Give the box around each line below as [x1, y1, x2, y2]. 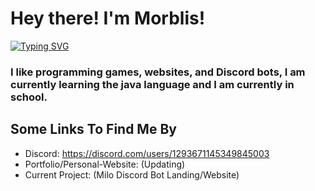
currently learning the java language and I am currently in [10, 77, 295, 91]
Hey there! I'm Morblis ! [10, 7, 206, 30]
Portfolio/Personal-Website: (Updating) [24, 158, 186, 170]
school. [10, 90, 48, 104]
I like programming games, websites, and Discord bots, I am [10, 65, 306, 79]
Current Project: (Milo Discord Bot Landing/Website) [24, 168, 240, 181]
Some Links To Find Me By [10, 121, 177, 138]
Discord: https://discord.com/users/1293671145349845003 [24, 147, 270, 159]
